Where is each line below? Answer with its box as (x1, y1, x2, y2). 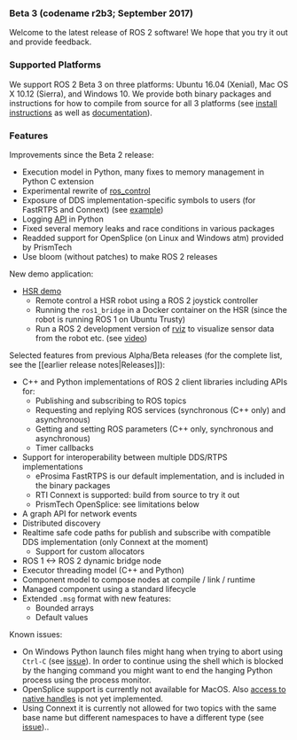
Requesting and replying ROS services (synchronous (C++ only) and (35, 404, 286, 415)
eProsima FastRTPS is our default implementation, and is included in (35, 471, 285, 481)
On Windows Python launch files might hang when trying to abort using (21, 646, 284, 657)
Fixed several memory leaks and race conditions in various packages (21, 222, 275, 233)
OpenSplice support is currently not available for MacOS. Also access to (21, 683, 286, 694)
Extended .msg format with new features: (21, 593, 171, 604)
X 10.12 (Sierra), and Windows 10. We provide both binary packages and (9, 88, 272, 99)
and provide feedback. (9, 36, 92, 47)
